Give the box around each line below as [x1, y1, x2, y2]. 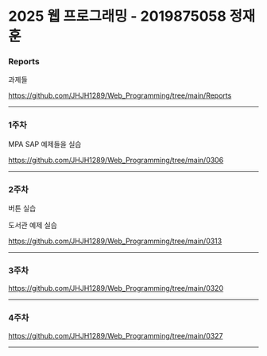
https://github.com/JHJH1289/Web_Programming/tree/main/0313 [8, 236, 222, 246]
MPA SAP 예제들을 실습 [8, 139, 82, 149]
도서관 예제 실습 [8, 220, 58, 230]
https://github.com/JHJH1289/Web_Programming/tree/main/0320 [8, 284, 224, 293]
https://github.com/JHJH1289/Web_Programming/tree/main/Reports [8, 91, 232, 100]
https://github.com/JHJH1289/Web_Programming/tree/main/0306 [8, 155, 224, 164]
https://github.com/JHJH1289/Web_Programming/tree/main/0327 [8, 331, 223, 340]
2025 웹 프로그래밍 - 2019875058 [8, 7, 226, 25]
